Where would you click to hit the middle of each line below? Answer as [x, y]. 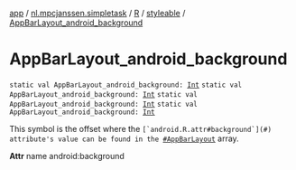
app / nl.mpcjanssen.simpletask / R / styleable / [97, 13]
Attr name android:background [67, 156]
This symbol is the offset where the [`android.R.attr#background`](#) [141, 128]
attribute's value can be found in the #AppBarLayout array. [124, 138]
